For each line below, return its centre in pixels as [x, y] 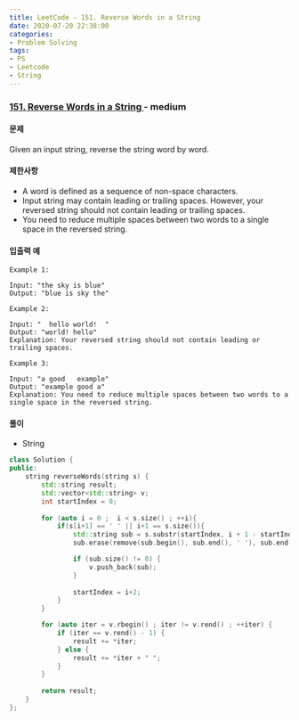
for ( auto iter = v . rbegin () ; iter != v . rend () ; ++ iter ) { [157, 625]
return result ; [69, 691]
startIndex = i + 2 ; [107, 592]
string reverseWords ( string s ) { [87, 477]
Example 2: [29, 309]
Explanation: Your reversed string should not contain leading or [135, 340]
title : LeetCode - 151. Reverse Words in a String [105, 17]
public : [24, 469]
